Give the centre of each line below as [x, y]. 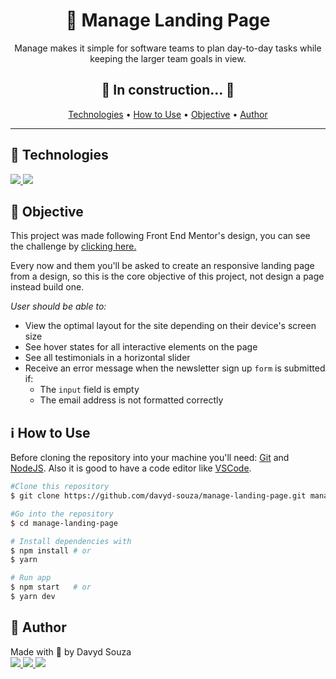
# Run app [31, 578]
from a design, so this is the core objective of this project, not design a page [167, 276]
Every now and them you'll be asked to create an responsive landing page [162, 266]
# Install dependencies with [71, 541]
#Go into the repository [62, 514]
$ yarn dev [33, 597]
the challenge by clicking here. [73, 246]
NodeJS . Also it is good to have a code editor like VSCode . [131, 468]
